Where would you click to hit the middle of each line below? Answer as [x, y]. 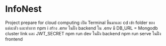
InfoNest [23, 9]
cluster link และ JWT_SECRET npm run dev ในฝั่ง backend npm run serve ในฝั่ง [83, 33]
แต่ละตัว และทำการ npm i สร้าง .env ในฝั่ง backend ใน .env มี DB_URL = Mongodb [82, 28]
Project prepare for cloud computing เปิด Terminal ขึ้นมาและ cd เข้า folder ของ [80, 23]
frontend [14, 39]
